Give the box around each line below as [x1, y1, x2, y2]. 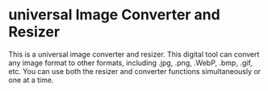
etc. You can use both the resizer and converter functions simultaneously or [8, 66, 261, 76]
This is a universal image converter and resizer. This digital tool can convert [8, 49, 260, 59]
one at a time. [8, 75, 54, 85]
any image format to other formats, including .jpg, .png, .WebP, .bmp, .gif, [8, 58, 253, 68]
